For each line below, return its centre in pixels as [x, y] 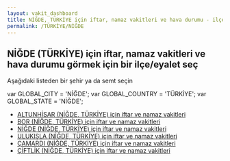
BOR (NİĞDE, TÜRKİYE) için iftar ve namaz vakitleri [89, 122]
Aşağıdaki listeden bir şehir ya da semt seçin [70, 81]
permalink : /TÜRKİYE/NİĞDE [46, 26]
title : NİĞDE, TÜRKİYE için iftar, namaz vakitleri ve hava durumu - [108, 20]
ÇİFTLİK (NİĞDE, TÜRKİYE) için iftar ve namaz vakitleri [94, 151]
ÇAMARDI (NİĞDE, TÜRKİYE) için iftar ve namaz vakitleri [96, 143]
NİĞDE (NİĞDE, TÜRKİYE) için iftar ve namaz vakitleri [92, 129]
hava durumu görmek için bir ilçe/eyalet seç [103, 64]
